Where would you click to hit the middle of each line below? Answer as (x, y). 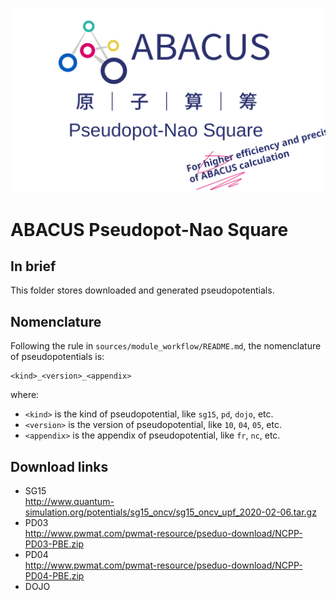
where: (25, 395)
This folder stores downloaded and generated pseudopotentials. (142, 290)
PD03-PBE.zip (54, 544)
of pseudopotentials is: (57, 357)
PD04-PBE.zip (54, 575)
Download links (59, 466)
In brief (33, 266)
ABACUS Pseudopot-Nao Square (149, 229)
